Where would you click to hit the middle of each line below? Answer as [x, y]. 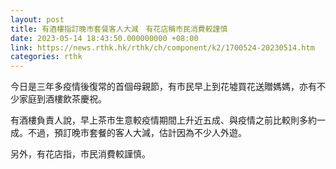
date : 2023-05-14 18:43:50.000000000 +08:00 [104, 38]
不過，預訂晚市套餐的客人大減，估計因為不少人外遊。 [137, 133]
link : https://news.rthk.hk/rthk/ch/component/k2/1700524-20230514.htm [162, 47]
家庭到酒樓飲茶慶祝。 [62, 99]
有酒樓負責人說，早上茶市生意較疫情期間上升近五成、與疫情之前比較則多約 [163, 120]
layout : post [37, 19]
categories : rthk [46, 57]
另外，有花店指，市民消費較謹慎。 [80, 154]
